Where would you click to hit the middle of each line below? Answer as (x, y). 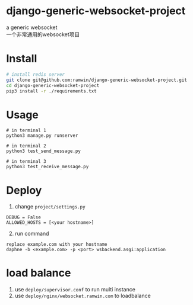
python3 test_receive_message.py (48, 167)
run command (32, 234)
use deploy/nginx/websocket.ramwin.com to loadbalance (83, 296)
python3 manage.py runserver (42, 136)
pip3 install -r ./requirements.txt (51, 91)
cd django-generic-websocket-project (53, 85)
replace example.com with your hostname (57, 245)
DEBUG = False (24, 217)
